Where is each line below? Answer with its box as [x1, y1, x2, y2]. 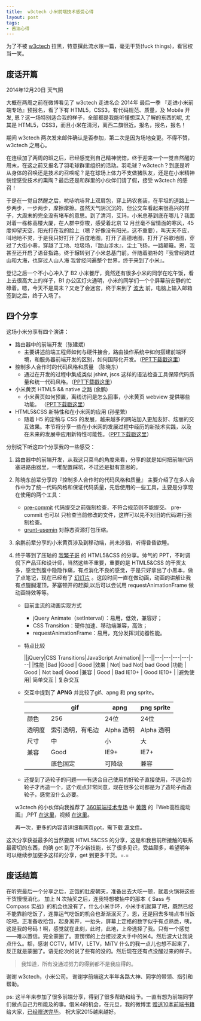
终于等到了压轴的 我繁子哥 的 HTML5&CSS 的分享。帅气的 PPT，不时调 [14, 551, 190, 559]
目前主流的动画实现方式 [23, 602, 82, 609]
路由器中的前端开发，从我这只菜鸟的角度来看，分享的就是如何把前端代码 [14, 456, 193, 463]
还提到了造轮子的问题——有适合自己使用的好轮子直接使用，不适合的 [23, 776, 192, 783]
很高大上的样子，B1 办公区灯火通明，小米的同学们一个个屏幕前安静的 [16, 277, 187, 284]
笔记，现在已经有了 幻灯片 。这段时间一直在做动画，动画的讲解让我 [25, 574, 191, 581]
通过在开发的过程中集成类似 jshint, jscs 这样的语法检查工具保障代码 [23, 370, 190, 377]
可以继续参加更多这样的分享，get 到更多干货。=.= [6, 851, 129, 858]
